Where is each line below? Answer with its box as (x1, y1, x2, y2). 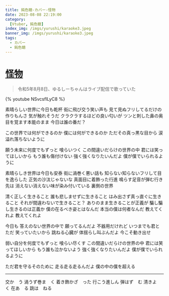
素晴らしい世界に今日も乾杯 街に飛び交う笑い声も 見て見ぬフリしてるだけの (5, 106, 162, 112)
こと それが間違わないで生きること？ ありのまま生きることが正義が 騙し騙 (9, 200, 163, 206)
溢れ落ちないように (5, 136, 45, 142)
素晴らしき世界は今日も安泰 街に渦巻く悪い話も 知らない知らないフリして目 (5, 170, 162, 176)
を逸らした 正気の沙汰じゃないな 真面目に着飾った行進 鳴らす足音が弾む (5, 176, 154, 182)
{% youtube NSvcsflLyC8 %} (5, 96, 65, 102)
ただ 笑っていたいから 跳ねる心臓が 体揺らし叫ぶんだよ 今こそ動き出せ (5, 229, 151, 235)
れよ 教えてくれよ (5, 212, 42, 218)
